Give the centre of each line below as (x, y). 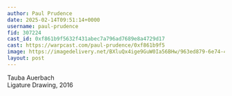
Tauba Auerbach (31, 77)
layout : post (26, 58)
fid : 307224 (24, 33)
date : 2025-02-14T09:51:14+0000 (54, 20)
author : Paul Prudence (40, 13)
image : (17, 52)
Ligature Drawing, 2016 (40, 85)
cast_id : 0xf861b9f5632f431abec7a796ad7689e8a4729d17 (86, 39)
